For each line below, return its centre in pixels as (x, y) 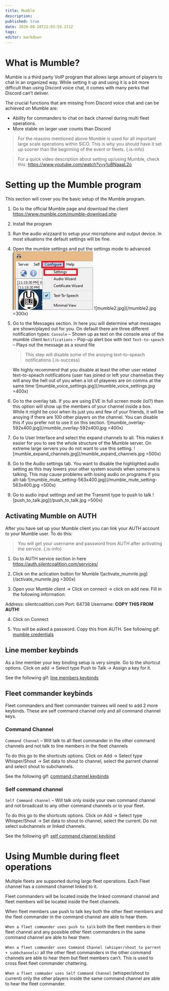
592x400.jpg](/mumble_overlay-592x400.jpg (60, 428)
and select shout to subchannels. (40, 766)
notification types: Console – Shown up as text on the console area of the (88, 334)
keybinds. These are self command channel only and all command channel (83, 711)
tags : (11, 32)
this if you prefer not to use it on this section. (59, 422)
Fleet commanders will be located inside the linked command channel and (82, 896)
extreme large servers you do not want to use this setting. (72, 448)
